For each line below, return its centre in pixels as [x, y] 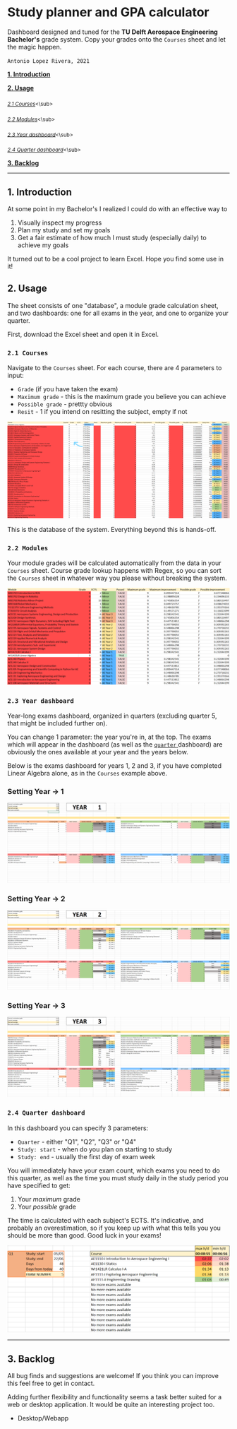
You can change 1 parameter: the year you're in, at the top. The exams [109, 737]
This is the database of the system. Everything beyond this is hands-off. [112, 530]
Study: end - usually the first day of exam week [86, 1156]
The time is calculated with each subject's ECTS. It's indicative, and [106, 1220]
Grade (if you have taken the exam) [68, 389]
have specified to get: [39, 1185]
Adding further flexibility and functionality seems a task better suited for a [115, 1397]
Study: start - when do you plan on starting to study [95, 1149]
